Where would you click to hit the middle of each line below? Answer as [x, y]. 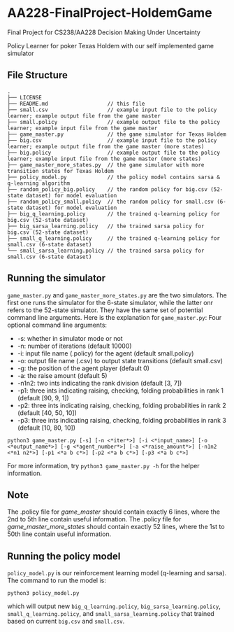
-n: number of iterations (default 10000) [74, 346]
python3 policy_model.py [43, 594]
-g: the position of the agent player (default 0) [83, 368]
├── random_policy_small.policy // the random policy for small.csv [111, 202]
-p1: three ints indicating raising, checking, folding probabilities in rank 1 [120, 391]
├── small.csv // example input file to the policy [112, 110]
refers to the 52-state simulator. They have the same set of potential [105, 310]
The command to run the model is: [57, 581]
